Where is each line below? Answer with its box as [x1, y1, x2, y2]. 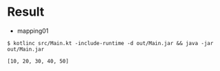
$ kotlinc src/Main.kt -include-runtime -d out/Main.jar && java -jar [7, 40, 214, 46]
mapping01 [16, 27, 49, 35]
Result [7, 4, 45, 20]
